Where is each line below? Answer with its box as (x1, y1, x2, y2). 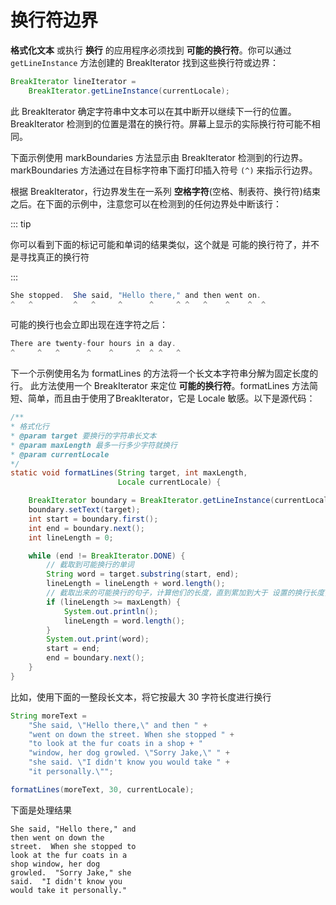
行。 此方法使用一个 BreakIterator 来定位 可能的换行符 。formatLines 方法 (10, 380, 310, 392)
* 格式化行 (10, 422, 50, 432)
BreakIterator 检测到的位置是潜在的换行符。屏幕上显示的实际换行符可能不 (10, 117, 312, 130)
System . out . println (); (63, 606, 159, 616)
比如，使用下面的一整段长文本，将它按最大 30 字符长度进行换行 (10, 691, 272, 703)
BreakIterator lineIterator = (10, 76, 137, 86)
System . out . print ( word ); (46, 634, 150, 645)
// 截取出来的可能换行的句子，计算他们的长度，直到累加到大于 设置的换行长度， (46, 588, 332, 598)
